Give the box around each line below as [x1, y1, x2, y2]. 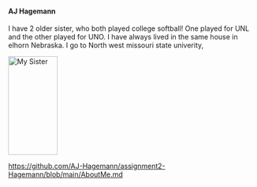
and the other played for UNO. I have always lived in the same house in [8, 32, 238, 42]
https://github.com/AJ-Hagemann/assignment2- [8, 162, 166, 171]
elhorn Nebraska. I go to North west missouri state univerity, [8, 40, 204, 50]
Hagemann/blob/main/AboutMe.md [8, 170, 124, 179]
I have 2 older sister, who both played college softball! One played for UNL [8, 24, 250, 33]
